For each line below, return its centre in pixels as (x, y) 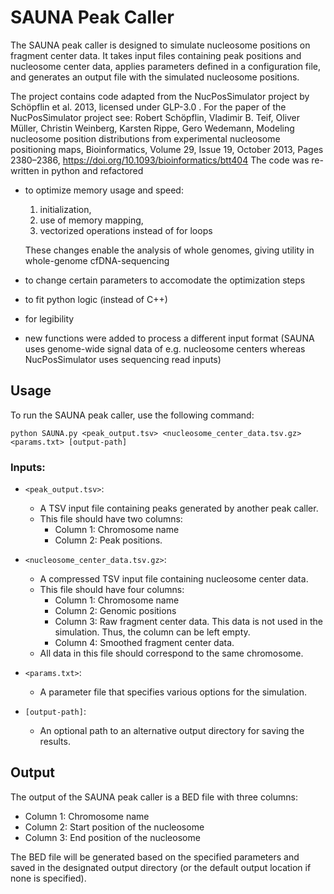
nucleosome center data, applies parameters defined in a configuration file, (166, 66)
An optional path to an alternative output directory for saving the (172, 731)
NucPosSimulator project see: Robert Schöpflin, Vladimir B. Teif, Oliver (155, 117)
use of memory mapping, (91, 220)
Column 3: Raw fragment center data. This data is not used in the (189, 622)
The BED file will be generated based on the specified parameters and (155, 857)
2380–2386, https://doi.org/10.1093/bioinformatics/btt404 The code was (160, 160)
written (25, 170)
